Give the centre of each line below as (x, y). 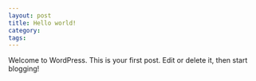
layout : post (30, 15)
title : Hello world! (43, 23)
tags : (17, 38)
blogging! (24, 69)
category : (25, 30)
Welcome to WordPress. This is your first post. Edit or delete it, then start (128, 60)
